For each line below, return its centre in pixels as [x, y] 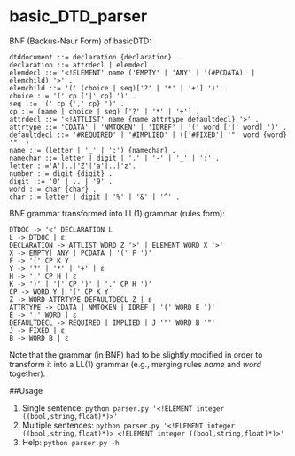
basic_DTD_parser [78, 16]
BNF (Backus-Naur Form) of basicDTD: [81, 41]
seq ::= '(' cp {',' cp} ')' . [67, 104]
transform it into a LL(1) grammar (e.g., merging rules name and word [135, 364]
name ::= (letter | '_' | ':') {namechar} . [93, 150]
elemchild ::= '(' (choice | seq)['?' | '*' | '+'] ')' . [118, 88]
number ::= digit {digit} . [61, 173]
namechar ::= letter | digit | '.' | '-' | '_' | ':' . [114, 158]
